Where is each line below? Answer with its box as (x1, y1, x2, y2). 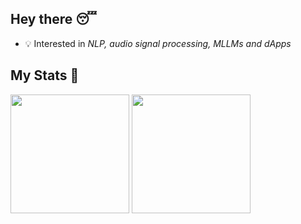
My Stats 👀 (10, 67, 80, 84)
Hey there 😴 (10, 11, 97, 28)
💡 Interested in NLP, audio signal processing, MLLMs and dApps (24, 37, 292, 49)
